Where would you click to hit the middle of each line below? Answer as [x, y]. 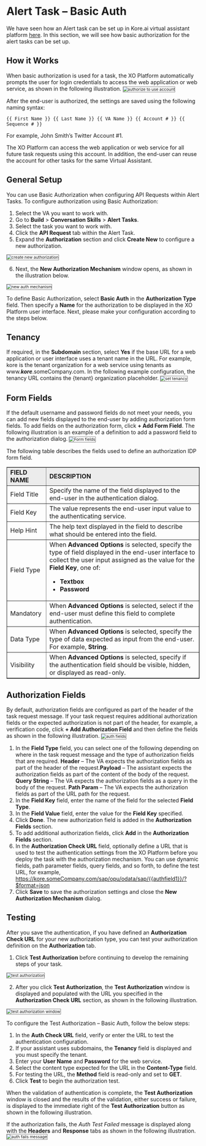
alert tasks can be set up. [38, 41]
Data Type [25, 639]
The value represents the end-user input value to [120, 508]
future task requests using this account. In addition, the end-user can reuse [102, 154]
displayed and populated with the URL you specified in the [89, 994]
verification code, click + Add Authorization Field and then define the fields [102, 729]
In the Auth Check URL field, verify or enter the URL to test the [94, 1035]
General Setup [34, 180]
